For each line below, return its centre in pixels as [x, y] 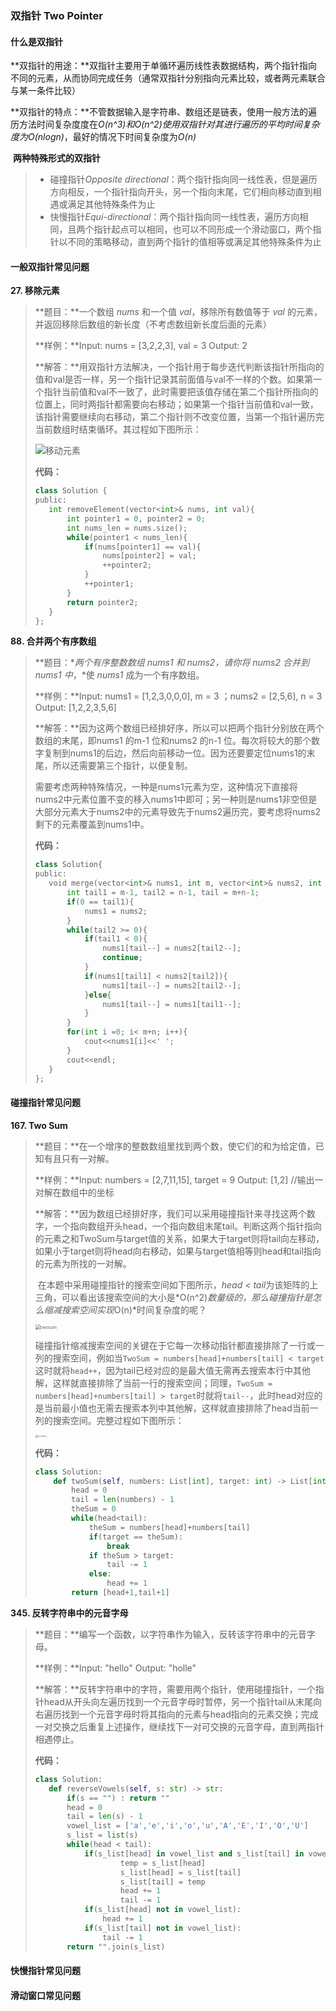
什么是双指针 [36, 41]
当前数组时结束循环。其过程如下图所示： [118, 429]
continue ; [122, 958]
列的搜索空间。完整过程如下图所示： [109, 1420]
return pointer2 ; [102, 602]
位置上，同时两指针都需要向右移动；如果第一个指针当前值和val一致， [176, 404]
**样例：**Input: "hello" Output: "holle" [115, 1668]
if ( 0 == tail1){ [100, 902]
